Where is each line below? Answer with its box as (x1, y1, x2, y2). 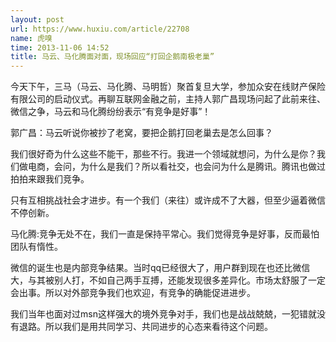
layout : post (10, 14, 65, 25)
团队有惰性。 (10, 241, 63, 253)
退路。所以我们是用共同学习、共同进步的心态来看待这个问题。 (18, 321, 273, 333)
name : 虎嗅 (10, 33, 53, 43)
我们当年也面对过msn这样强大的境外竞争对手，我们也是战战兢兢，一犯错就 (10, 308, 317, 320)
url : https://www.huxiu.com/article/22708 (10, 24, 190, 34)
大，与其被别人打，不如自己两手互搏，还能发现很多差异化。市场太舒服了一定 (10, 274, 326, 286)
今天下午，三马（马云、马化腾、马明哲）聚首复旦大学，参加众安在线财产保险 (10, 81, 326, 93)
